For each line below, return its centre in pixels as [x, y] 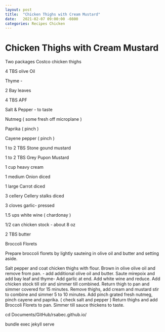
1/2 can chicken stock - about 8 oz [40, 225]
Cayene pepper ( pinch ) [30, 139]
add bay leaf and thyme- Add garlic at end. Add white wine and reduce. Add [83, 279]
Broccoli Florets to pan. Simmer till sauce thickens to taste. [65, 305]
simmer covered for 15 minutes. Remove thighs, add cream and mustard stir [82, 289]
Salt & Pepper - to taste [29, 110]
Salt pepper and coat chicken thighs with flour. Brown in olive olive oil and [80, 268]
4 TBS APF [16, 100]
